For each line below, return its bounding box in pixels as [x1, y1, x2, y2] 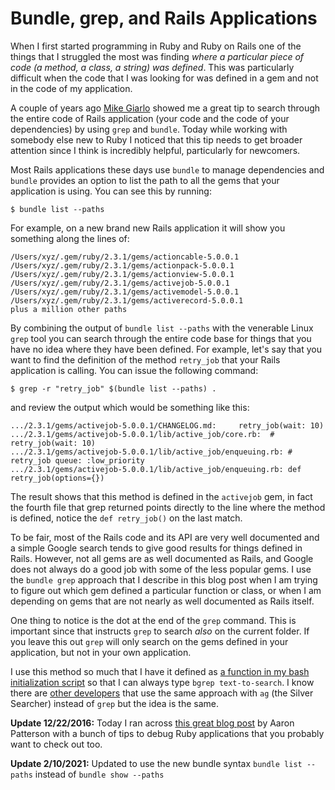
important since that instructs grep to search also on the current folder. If [10, 625, 310, 637]
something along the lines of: [10, 232, 130, 244]
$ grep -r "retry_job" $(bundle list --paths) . [10, 383, 217, 394]
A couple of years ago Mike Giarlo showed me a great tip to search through [10, 102, 321, 114]
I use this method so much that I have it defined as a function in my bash [10, 665, 310, 677]
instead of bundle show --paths [34, 768, 165, 780]
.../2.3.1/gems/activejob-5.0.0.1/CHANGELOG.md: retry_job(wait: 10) [10, 420, 325, 431]
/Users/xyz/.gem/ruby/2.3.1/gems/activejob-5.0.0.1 [10, 278, 230, 288]
